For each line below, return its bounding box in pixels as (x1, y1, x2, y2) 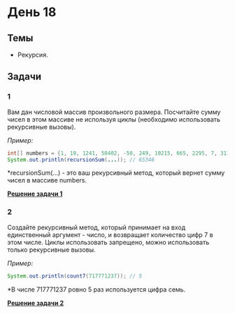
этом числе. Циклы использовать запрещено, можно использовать (7, 238, 210, 246)
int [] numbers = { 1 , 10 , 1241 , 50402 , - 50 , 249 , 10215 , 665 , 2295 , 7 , (7, 150, 218, 157)
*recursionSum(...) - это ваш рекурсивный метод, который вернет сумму (7, 169, 225, 177)
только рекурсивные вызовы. (7, 245, 96, 254)
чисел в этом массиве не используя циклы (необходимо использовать (7, 115, 220, 123)
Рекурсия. (17, 50, 48, 59)
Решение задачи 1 (7, 190, 63, 198)
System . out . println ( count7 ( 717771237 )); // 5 (7, 272, 142, 280)
